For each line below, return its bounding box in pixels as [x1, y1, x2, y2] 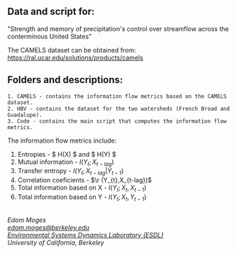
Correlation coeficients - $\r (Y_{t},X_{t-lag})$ [17, 176, 153, 184]
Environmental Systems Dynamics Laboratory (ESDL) [7, 231, 164, 239]
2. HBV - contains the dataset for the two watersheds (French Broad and [7, 105, 231, 112]
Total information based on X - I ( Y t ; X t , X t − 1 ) [17, 184, 147, 194]
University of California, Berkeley [7, 238, 104, 247]
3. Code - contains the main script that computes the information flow [7, 117, 227, 125]
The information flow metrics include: [7, 136, 117, 145]
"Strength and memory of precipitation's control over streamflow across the [7, 24, 229, 33]
